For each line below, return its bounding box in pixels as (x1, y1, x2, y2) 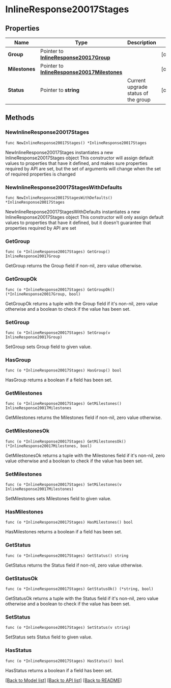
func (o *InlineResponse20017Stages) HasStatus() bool (5, 658, 124, 664)
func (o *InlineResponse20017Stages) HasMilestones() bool (5, 520, 133, 525)
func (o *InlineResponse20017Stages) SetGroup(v (5, 330, 110, 335)
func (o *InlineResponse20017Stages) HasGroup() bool (5, 368, 122, 373)
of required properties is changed (5, 171, 76, 177)
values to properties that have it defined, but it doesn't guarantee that (5, 219, 151, 226)
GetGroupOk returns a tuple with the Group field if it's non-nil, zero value (5, 300, 158, 307)
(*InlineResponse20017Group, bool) (5, 291, 81, 297)
